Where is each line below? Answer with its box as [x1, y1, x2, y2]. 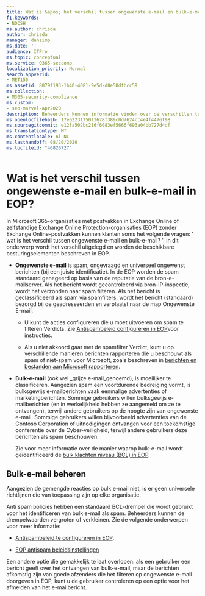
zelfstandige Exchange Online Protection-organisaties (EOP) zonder [6, 224, 177, 231]
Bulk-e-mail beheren [6, 469, 87, 479]
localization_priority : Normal [6, 65, 86, 72]
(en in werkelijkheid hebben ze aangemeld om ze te [51, 400, 181, 408]
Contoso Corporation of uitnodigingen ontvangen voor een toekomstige [15, 420, 196, 427]
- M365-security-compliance [6, 94, 78, 100]
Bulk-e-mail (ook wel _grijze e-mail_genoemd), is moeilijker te [15, 374, 171, 381]
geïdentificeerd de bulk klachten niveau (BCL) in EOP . [15, 451, 151, 458]
